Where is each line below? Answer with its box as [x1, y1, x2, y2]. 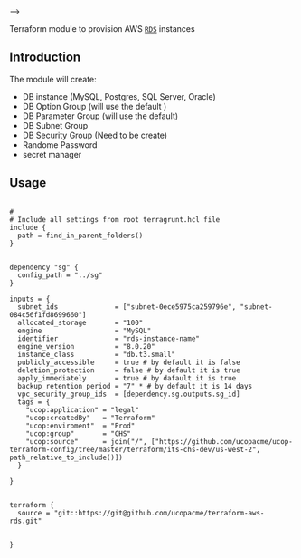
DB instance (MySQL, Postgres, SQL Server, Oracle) [22, 91, 217, 101]
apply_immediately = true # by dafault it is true [17, 373, 237, 382]
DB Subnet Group [22, 120, 89, 130]
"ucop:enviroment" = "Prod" [25, 421, 136, 430]
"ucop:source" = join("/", [25, 437, 147, 446]
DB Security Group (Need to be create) [22, 130, 168, 140]
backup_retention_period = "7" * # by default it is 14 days [17, 381, 253, 390]
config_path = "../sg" [17, 270, 103, 280]
